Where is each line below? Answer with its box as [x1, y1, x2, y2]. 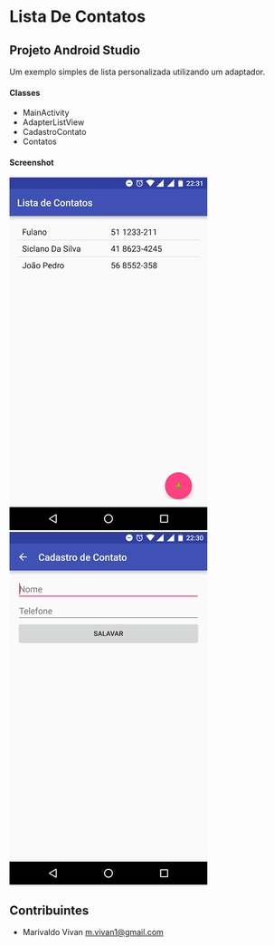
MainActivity [22, 107, 70, 119]
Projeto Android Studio [9, 43, 141, 58]
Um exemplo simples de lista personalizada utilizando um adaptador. [9, 66, 266, 77]
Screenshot [9, 157, 54, 168]
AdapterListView [22, 117, 85, 128]
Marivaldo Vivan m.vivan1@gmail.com [22, 927, 165, 938]
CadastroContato [22, 127, 87, 138]
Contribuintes [9, 903, 90, 918]
